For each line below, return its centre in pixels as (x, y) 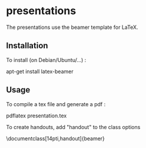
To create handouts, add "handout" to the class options (73, 127)
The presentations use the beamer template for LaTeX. (72, 27)
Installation (27, 46)
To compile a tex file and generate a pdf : (56, 104)
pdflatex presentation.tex (36, 116)
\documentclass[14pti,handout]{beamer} (55, 138)
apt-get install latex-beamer (40, 71)
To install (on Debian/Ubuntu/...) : (46, 60)
